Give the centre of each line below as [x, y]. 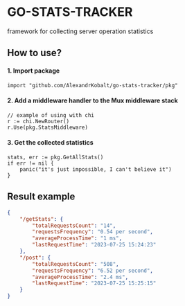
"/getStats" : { [42, 219]
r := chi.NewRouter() [38, 121]
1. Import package [34, 71]
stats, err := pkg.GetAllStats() [55, 157]
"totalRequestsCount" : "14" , [74, 226]
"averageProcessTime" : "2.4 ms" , [80, 277]
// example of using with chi [51, 115]
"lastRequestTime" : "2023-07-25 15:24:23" [94, 245]
